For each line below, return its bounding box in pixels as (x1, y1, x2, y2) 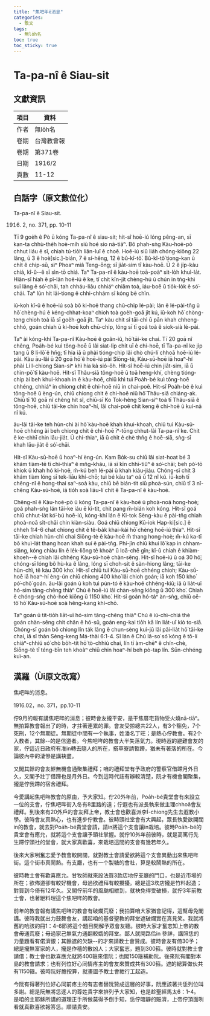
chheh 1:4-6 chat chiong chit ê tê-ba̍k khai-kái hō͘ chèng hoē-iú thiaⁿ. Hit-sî (13, 526, 200, 533)
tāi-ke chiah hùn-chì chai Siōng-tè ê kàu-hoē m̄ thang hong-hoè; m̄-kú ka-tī (13, 532, 202, 540)
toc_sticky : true (13, 43, 57, 49)
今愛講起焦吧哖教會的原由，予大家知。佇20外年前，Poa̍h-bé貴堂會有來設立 (13, 793, 200, 800)
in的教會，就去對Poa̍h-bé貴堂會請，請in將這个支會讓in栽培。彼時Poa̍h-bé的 (13, 823, 202, 830)
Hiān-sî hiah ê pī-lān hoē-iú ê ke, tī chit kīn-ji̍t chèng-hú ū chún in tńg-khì (13, 276, 196, 283)
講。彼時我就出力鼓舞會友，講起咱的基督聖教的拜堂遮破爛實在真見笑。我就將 (13, 914, 204, 922)
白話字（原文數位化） (13, 193, 93, 203)
